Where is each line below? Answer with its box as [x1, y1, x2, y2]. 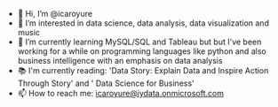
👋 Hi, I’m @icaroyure [17, 9, 93, 19]
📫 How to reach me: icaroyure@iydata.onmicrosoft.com [17, 88, 225, 98]
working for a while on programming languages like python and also [17, 46, 266, 57]
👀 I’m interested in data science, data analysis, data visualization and [17, 18, 269, 28]
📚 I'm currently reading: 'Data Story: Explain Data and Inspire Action [17, 65, 269, 75]
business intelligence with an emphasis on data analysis [17, 56, 224, 65]
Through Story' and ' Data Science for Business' [17, 78, 195, 88]
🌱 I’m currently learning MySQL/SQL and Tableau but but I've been [17, 36, 262, 47]
